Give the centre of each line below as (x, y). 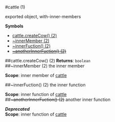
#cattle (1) (15, 7)
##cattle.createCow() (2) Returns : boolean (48, 61)
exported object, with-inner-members (43, 16)
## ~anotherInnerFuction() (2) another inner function (58, 99)
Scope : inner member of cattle (36, 75)
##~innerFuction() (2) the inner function (45, 85)
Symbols (14, 26)
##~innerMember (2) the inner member (45, 66)
